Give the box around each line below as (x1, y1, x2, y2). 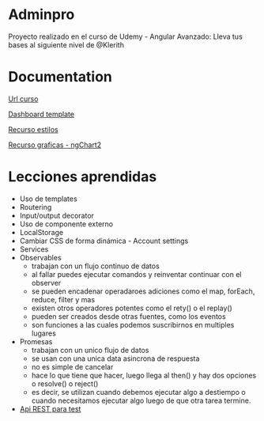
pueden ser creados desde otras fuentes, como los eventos (31, 311, 227, 321)
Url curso (8, 93, 39, 104)
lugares (31, 328, 57, 338)
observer (31, 278, 62, 287)
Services (19, 244, 49, 254)
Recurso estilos (8, 124, 58, 134)
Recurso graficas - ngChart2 (8, 140, 102, 150)
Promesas (19, 336, 53, 346)
